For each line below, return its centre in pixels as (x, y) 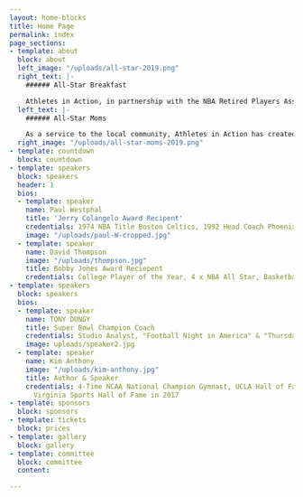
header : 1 (36, 185)
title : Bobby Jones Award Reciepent (95, 269)
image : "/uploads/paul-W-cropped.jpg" (98, 235)
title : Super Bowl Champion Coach (90, 328)
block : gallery (46, 445)
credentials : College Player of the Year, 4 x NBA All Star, (142, 277)
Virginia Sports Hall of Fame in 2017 (106, 395)
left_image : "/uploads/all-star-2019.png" (98, 69)
